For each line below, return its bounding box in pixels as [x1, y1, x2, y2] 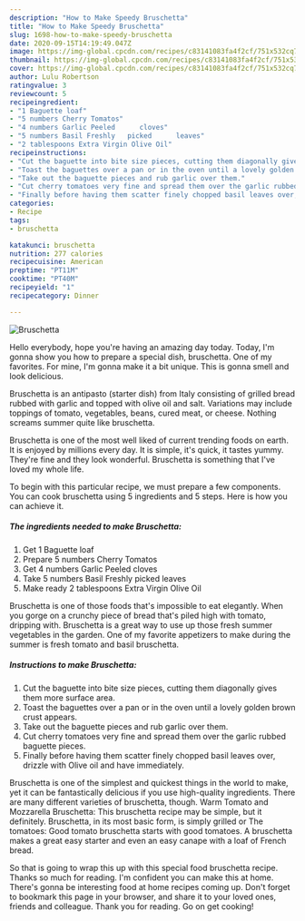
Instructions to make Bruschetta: [9, 660, 137, 671]
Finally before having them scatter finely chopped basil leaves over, [22, 750, 276, 760]
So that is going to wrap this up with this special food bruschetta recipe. [9, 862, 279, 873]
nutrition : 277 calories [9, 249, 103, 259]
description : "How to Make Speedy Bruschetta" [9, 13, 189, 23]
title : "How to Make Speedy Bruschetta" [9, 22, 165, 31]
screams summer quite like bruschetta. [9, 416, 155, 427]
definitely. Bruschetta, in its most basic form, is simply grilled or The [9, 816, 263, 827]
